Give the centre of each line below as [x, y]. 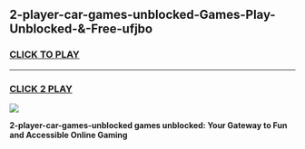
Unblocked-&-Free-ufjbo [81, 29]
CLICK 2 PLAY [41, 88]
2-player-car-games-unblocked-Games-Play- [143, 15]
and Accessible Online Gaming [69, 135]
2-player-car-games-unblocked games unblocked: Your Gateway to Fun [148, 125]
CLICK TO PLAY [44, 55]
